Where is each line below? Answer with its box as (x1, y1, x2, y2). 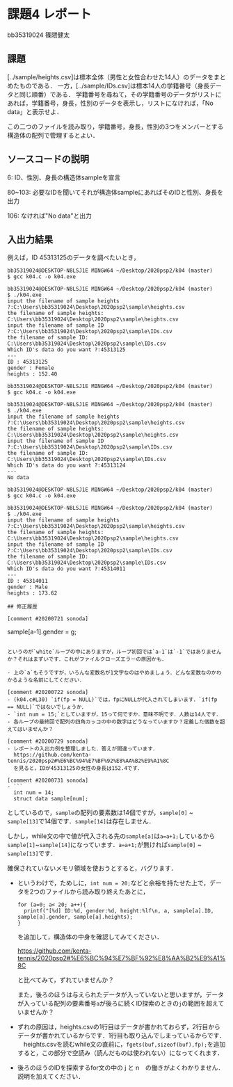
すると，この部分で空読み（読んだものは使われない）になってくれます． (17, 1049, 224, 1057)
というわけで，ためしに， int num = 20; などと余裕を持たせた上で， (17, 879, 210, 887)
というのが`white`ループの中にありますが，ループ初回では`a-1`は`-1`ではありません (7, 648, 222, 656)
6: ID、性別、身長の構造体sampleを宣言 (7, 173, 121, 182)
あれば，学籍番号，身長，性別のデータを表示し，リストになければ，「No (7, 99, 214, 107)
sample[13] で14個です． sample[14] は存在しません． (7, 817, 155, 826)
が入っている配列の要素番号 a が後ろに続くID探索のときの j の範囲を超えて (17, 999, 225, 1008)
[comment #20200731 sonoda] (7, 777, 89, 784)
